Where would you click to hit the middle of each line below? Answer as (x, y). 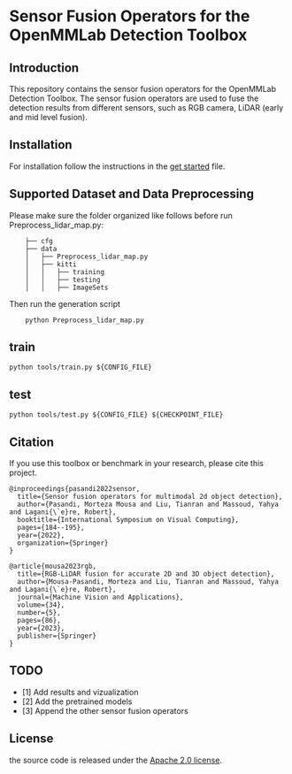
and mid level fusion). (49, 117)
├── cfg (39, 241)
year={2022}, (41, 536)
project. (23, 473)
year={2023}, (41, 628)
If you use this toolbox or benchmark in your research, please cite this (136, 464)
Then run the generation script (65, 303)
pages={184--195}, (51, 528)
